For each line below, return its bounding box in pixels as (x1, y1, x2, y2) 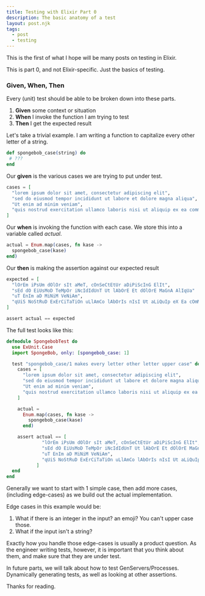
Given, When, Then (6, 81, 65, 89)
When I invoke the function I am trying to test (15, 114, 129, 121)
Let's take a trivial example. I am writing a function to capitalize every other (6, 132, 195, 139)
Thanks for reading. (6, 583, 56, 590)
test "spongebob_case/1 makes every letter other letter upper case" (12, 361, 192, 367)
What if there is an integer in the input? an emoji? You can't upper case (15, 515, 193, 522)
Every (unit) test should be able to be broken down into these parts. (6, 95, 176, 103)
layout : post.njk (6, 20, 51, 26)
